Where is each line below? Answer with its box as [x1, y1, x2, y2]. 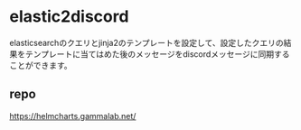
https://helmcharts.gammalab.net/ [9, 110, 136, 121]
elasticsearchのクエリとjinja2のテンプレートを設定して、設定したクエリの [9, 37, 284, 48]
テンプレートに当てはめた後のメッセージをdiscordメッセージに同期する [24, 48, 291, 60]
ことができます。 [9, 60, 72, 70]
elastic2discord [9, 6, 129, 27]
